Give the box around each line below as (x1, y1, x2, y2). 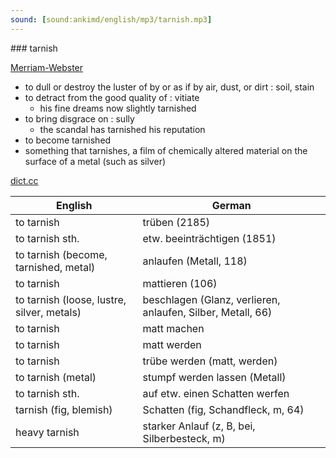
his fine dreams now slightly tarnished (39, 102, 197, 114)
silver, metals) (15, 305, 82, 319)
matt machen (142, 321, 205, 335)
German (211, 198, 252, 212)
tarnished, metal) (15, 260, 96, 274)
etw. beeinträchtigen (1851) (142, 231, 277, 245)
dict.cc (10, 174, 39, 186)
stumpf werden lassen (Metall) (142, 370, 287, 384)
